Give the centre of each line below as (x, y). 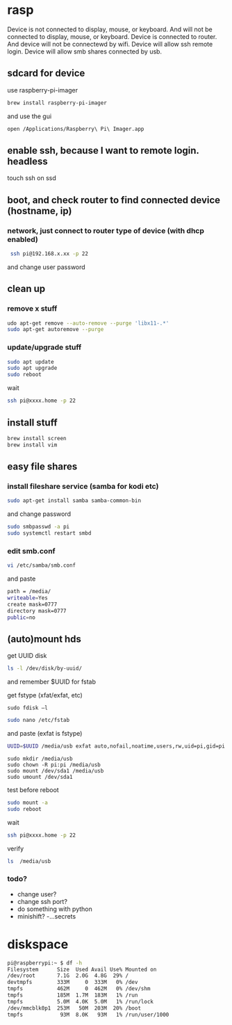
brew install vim (32, 445)
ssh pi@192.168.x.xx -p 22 (49, 254)
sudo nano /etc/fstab (39, 720)
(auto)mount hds (44, 639)
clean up (26, 289)
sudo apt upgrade (32, 368)
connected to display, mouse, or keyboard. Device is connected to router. (112, 36)
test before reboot (33, 790)
